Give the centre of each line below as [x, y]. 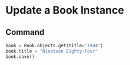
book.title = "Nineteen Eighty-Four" [52, 51]
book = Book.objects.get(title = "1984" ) [54, 45]
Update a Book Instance [65, 10]
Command [25, 32]
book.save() [20, 57]
